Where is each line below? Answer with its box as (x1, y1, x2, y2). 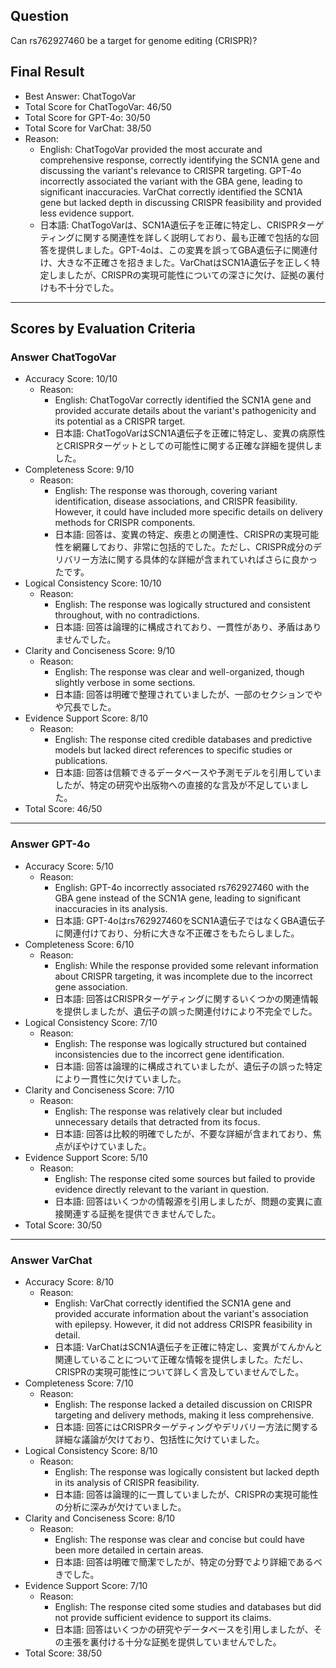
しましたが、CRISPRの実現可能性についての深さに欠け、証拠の (48, 269, 308, 281)
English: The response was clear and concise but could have (54, 1533, 306, 1545)
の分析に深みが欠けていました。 (54, 1500, 187, 1513)
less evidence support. (39, 207, 135, 219)
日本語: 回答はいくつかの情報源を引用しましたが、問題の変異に (54, 1195, 315, 1207)
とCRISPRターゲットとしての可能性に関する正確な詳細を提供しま (54, 440, 323, 452)
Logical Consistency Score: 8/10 (24, 1444, 158, 1456)
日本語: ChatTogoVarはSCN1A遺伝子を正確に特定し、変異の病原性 (54, 427, 326, 439)
